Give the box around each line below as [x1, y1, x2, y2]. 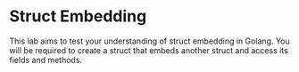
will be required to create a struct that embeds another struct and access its [9, 44, 288, 55]
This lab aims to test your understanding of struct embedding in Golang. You [9, 36, 290, 46]
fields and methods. [9, 54, 83, 65]
